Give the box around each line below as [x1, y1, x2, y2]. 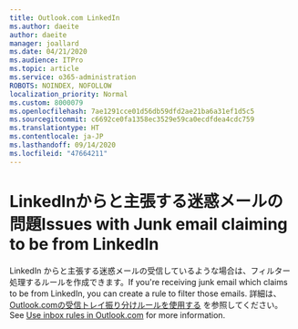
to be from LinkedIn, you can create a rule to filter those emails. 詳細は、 [9, 288, 282, 299]
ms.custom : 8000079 [9, 98, 84, 108]
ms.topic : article [9, 65, 79, 74]
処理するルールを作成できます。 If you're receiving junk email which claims [9, 276, 289, 287]
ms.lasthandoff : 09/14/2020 [9, 140, 117, 149]
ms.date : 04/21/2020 [9, 47, 88, 57]
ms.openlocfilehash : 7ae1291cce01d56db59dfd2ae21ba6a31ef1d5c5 [9, 107, 255, 116]
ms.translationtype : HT [9, 124, 100, 133]
